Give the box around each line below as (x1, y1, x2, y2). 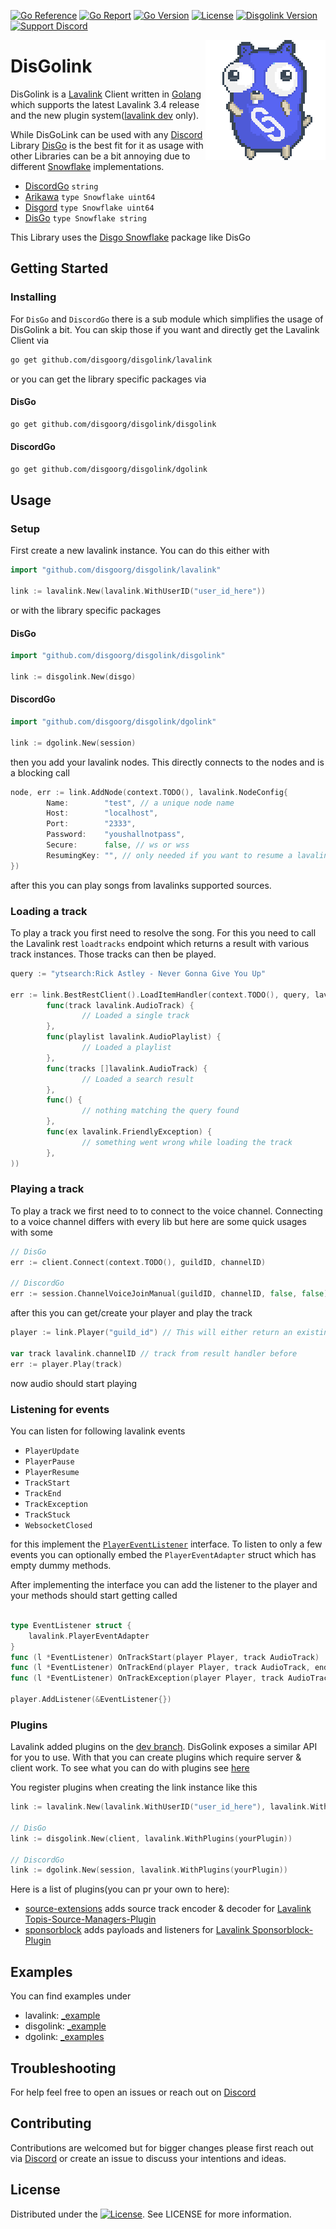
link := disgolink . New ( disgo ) (10, 671, 137, 682)
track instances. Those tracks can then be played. (10, 948, 217, 960)
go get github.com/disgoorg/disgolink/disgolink (10, 419, 217, 429)
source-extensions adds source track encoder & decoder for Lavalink (24, 1903, 312, 1915)
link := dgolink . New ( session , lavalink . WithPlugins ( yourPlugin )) (10, 1865, 288, 1875)
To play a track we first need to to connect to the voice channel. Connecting (10, 1205, 323, 1217)
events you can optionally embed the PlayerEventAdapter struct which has (10, 1549, 317, 1561)
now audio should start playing (10, 1377, 138, 1389)
